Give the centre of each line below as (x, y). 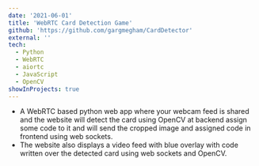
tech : (17, 45)
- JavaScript (37, 74)
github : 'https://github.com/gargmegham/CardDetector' (101, 30)
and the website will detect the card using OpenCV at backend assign (133, 120)
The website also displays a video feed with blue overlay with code (129, 145)
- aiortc (30, 67)
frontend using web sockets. (66, 137)
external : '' (30, 38)
